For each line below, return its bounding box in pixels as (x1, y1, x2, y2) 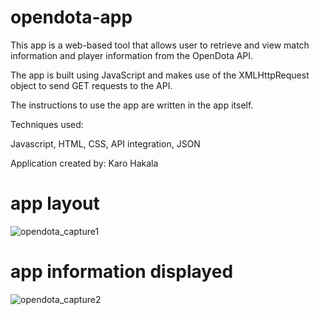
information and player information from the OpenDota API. (10, 49, 254, 61)
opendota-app (10, 6, 133, 29)
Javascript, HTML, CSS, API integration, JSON (10, 137, 201, 150)
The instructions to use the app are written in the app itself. (10, 99, 254, 111)
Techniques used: (10, 118, 84, 130)
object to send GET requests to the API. (10, 79, 173, 91)
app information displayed (10, 261, 234, 283)
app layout (10, 192, 100, 215)
